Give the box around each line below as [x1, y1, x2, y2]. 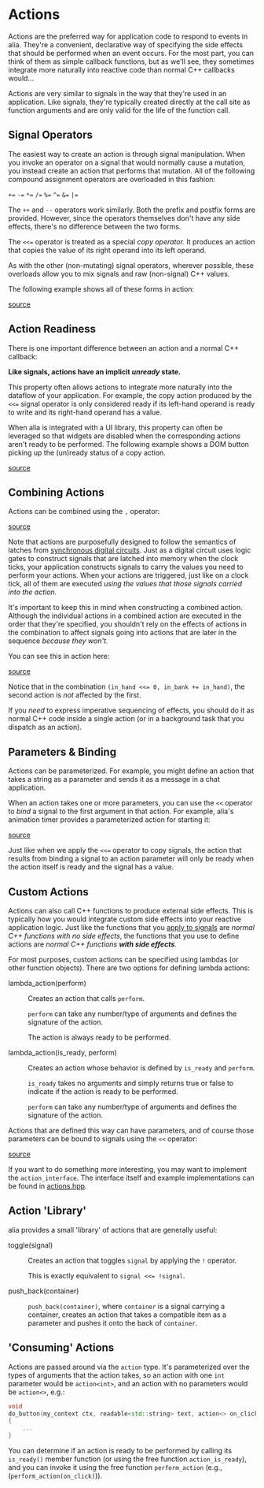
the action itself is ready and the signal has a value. [8, 862, 174, 872]
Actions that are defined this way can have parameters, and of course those [8, 1125, 255, 1135]
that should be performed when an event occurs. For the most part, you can [8, 48, 254, 58]
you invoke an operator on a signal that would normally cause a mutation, [8, 158, 245, 167]
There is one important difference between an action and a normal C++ [8, 343, 240, 352]
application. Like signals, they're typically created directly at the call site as [8, 97, 251, 106]
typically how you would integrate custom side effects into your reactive [8, 914, 242, 924]
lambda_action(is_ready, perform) [8, 1048, 118, 1057]
